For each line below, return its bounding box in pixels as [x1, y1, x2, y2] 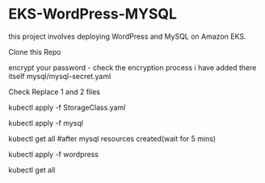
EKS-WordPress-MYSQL [8, 5, 178, 23]
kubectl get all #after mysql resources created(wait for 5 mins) [8, 134, 217, 143]
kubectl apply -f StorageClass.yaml [8, 102, 126, 112]
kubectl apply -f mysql [8, 118, 83, 127]
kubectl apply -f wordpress [8, 149, 99, 159]
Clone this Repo [8, 47, 61, 56]
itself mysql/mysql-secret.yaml [8, 71, 111, 81]
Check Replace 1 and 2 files [8, 86, 101, 97]
